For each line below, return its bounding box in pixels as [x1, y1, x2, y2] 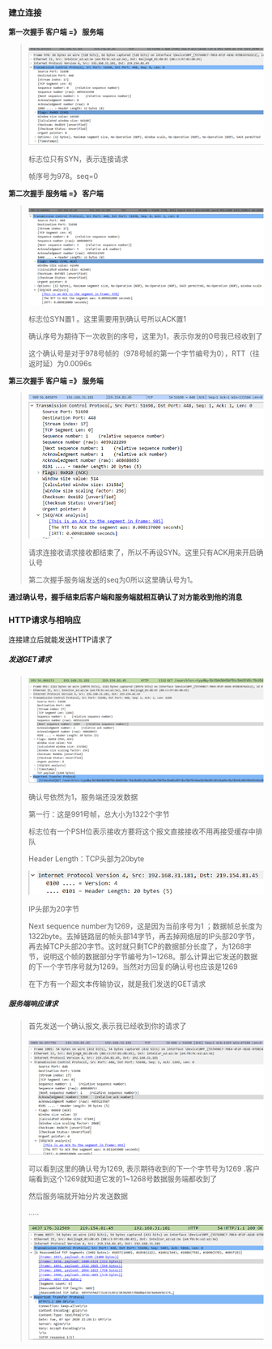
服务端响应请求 [8, 999, 58, 1009]
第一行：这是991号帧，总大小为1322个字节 [28, 809, 170, 819]
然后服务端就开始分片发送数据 [28, 1191, 128, 1201]
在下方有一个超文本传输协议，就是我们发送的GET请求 [28, 979, 206, 988]
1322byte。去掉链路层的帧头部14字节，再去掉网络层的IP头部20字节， [28, 931, 260, 941]
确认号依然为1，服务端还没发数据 [28, 792, 138, 802]
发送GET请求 [8, 655, 52, 664]
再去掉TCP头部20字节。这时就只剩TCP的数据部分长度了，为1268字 [28, 941, 253, 951]
